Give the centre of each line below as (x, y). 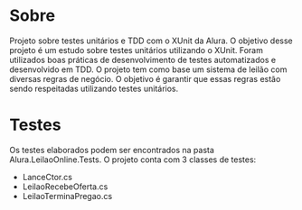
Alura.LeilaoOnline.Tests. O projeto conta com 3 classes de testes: (133, 160)
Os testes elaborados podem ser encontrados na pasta (112, 150)
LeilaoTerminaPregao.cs (67, 196)
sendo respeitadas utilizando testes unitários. (94, 88)
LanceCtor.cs (47, 177)
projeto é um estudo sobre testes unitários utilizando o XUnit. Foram (137, 50)
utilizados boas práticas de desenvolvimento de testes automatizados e (143, 59)
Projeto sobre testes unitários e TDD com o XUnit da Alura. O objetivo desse (151, 41)
